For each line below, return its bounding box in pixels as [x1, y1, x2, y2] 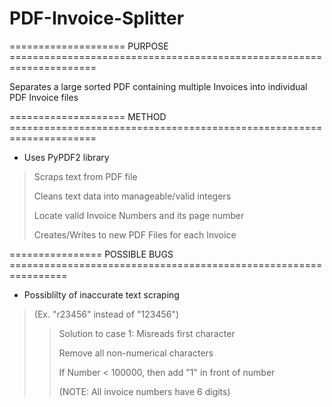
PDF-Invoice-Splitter [9, 7, 185, 30]
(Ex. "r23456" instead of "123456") [33, 308, 180, 320]
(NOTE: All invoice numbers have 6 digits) [58, 385, 231, 397]
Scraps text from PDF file [33, 170, 138, 182]
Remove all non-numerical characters [58, 347, 214, 359]
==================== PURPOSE [9, 40, 169, 52]
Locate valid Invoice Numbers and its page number [33, 209, 245, 221]
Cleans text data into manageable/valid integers [33, 190, 232, 202]
